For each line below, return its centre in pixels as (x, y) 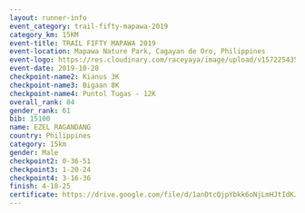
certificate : (34, 195)
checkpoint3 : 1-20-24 (50, 169)
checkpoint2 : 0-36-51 (50, 161)
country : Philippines (50, 136)
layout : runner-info (49, 18)
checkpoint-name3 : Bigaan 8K (64, 85)
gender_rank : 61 (40, 111)
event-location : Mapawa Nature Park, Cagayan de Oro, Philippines (138, 52)
